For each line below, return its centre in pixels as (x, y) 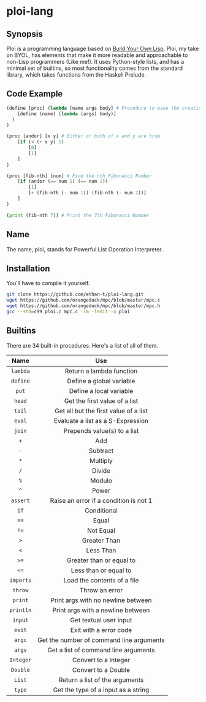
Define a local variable (101, 391)
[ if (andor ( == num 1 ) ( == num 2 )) (63, 181)
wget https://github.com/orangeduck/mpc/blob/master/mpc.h (83, 306)
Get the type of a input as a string (101, 690)
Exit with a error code (101, 630)
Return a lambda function (101, 371)
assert (21, 500)
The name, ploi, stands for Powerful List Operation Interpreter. (85, 249)
